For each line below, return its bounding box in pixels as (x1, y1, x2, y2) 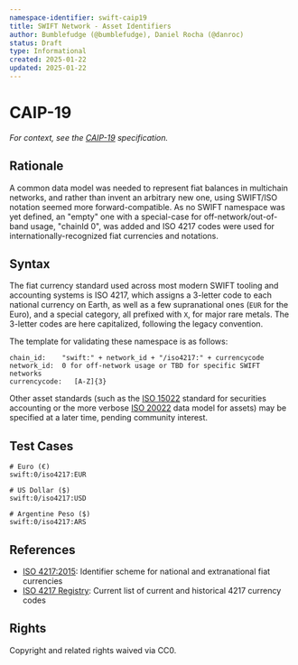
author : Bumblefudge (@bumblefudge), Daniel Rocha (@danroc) (9, 30, 245, 39)
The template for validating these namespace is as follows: (9, 336, 228, 347)
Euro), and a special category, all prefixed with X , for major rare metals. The (9, 309, 290, 320)
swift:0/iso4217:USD (9, 494, 88, 503)
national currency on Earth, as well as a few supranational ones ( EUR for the (9, 300, 289, 310)
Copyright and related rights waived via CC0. (9, 644, 177, 655)
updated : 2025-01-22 (9, 64, 88, 73)
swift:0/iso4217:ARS (9, 518, 88, 527)
